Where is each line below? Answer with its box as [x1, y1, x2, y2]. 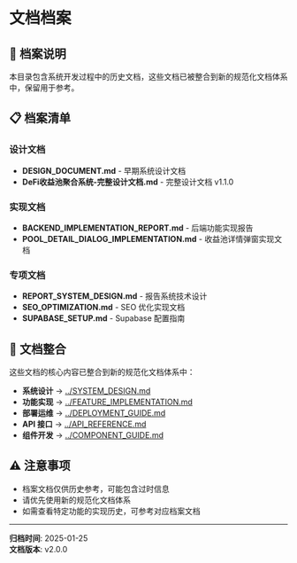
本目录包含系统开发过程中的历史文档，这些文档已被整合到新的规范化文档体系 [9, 72, 288, 82]
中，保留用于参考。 [9, 82, 80, 93]
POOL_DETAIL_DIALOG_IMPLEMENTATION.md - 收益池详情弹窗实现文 [21, 233, 283, 244]
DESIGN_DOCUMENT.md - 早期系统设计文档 [21, 165, 187, 176]
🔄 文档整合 [9, 341, 66, 356]
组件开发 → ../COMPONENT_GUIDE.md [21, 430, 164, 441]
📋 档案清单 [9, 111, 72, 126]
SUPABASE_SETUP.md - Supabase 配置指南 [21, 313, 186, 324]
